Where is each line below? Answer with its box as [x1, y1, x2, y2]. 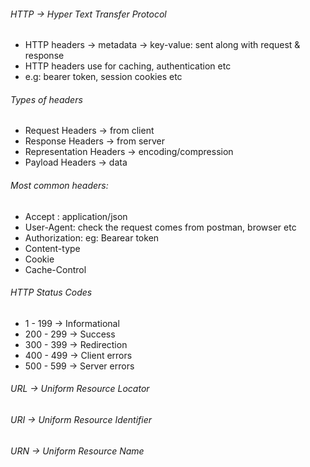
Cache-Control [24, 263, 87, 275]
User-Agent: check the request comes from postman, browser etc [24, 221, 297, 233]
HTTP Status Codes [10, 286, 93, 299]
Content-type [24, 242, 81, 254]
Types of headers [10, 93, 83, 105]
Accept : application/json [24, 210, 128, 222]
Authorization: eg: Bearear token [24, 231, 160, 244]
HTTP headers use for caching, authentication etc [24, 60, 232, 72]
